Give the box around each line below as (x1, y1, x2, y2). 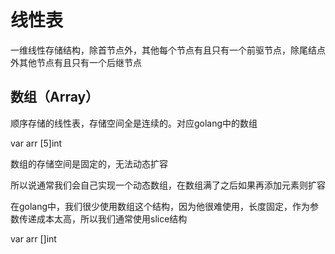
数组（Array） (10, 89, 100, 106)
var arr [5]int (10, 137, 63, 149)
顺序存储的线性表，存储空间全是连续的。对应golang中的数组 (10, 117, 258, 129)
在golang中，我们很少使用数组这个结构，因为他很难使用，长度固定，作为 (10, 200, 311, 212)
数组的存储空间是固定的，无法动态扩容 (10, 157, 168, 170)
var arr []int (10, 232, 57, 245)
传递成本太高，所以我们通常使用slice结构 (18, 212, 188, 225)
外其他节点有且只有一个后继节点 (10, 56, 142, 68)
